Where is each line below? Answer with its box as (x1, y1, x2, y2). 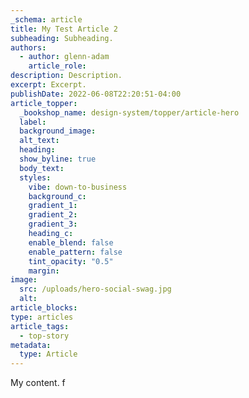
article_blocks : (10, 303, 78, 313)
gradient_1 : (28, 201, 78, 211)
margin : (28, 266, 60, 276)
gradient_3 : (28, 219, 78, 230)
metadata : (10, 340, 52, 350)
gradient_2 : (28, 210, 78, 220)
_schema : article (10, 14, 83, 25)
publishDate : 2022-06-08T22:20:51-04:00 (10, 89, 182, 99)
